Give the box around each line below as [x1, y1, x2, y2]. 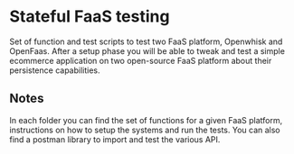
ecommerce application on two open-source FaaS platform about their [9, 55, 272, 66]
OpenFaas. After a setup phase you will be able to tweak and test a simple [9, 45, 285, 56]
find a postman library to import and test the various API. [9, 133, 221, 145]
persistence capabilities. [9, 65, 101, 76]
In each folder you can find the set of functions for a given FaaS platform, [9, 114, 283, 125]
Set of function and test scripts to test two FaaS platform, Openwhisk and [9, 36, 283, 47]
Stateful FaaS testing [9, 6, 170, 27]
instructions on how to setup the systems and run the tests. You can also [9, 124, 280, 135]
